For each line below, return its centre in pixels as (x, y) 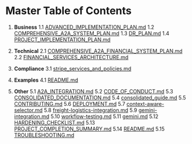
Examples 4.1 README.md (46, 80)
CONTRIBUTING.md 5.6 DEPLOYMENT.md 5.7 (69, 103)
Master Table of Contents (69, 11)
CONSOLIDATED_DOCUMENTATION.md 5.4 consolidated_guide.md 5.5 (100, 98)
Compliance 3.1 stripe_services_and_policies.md (73, 68)
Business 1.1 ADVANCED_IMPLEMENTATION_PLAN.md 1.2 (84, 27)
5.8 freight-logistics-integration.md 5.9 (90, 110)
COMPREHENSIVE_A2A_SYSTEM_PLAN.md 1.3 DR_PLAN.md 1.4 (92, 33)
